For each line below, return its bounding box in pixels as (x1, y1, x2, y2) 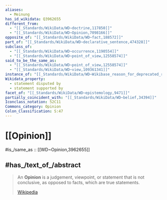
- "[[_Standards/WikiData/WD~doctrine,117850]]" (9, 26, 112, 31)
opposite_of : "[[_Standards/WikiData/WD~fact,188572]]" (5, 35, 123, 40)
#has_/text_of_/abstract (5, 161, 81, 169)
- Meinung (9, 12, 30, 17)
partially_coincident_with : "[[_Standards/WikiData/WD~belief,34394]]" (5, 95, 157, 100)
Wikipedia (17, 189, 38, 195)
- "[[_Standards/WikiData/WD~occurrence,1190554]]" (9, 49, 119, 54)
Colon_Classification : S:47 (5, 109, 64, 114)
